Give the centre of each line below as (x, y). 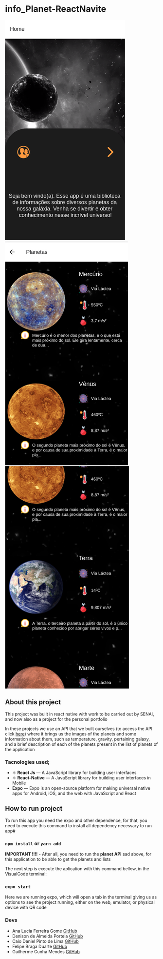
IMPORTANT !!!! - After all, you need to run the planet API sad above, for (78, 854)
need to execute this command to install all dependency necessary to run (79, 825)
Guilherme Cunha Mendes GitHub (46, 951)
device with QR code (26, 908)
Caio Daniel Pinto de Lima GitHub (45, 941)
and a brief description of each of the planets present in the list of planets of (81, 744)
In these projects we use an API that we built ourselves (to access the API (79, 729)
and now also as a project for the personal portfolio (56, 719)
